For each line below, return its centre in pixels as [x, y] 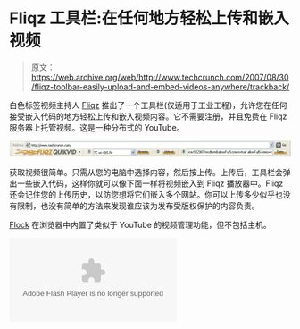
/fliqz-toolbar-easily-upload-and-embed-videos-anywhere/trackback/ [160, 87]
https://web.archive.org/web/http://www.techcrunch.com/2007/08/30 [160, 77]
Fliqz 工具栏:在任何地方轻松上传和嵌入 [150, 18]
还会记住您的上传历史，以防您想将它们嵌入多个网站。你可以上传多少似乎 [142, 194]
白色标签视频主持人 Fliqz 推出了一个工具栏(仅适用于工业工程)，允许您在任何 [148, 105]
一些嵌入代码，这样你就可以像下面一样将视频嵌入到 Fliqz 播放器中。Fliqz [150, 183]
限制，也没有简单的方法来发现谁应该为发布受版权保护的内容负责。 [138, 206]
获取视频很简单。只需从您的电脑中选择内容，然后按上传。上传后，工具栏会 [146, 172]
